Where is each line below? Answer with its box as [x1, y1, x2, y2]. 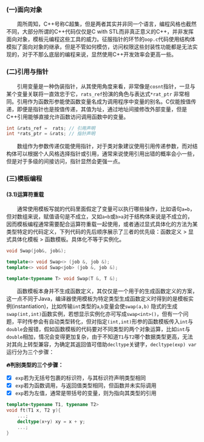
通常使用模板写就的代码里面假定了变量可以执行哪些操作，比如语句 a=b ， [16, 205, 195, 212]
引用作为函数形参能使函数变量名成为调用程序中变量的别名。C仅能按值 [16, 97, 191, 105]
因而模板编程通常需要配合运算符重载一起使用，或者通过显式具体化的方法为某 [6, 220, 198, 228]
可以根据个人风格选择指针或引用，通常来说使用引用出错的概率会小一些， [16, 150, 198, 158]
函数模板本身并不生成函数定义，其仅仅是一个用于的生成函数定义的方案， [16, 287, 198, 295]
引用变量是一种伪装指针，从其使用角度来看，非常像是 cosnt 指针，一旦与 [16, 82, 195, 89]
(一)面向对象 [6, 5, 42, 13]
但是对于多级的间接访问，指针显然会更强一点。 [6, 158, 123, 165]
